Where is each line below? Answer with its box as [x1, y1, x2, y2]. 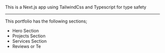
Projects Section [12, 33, 46, 39]
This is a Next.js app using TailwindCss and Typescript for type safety [5, 4, 146, 10]
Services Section [12, 38, 47, 44]
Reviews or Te [12, 44, 41, 49]
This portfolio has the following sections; [5, 18, 87, 24]
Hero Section [12, 28, 39, 33]
